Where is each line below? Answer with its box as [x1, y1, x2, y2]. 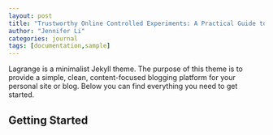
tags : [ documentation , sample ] [8, 42, 111, 50]
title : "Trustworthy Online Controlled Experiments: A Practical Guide [8, 19, 256, 27]
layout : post [8, 11, 53, 20]
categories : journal [8, 34, 79, 43]
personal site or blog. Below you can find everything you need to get [8, 82, 238, 91]
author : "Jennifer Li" [8, 27, 85, 35]
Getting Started [8, 113, 89, 127]
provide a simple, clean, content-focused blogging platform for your [8, 73, 236, 82]
